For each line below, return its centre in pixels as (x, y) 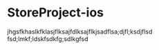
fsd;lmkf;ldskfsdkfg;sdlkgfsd (48, 38)
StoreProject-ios (55, 13)
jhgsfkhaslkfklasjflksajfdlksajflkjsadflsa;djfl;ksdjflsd (80, 32)
